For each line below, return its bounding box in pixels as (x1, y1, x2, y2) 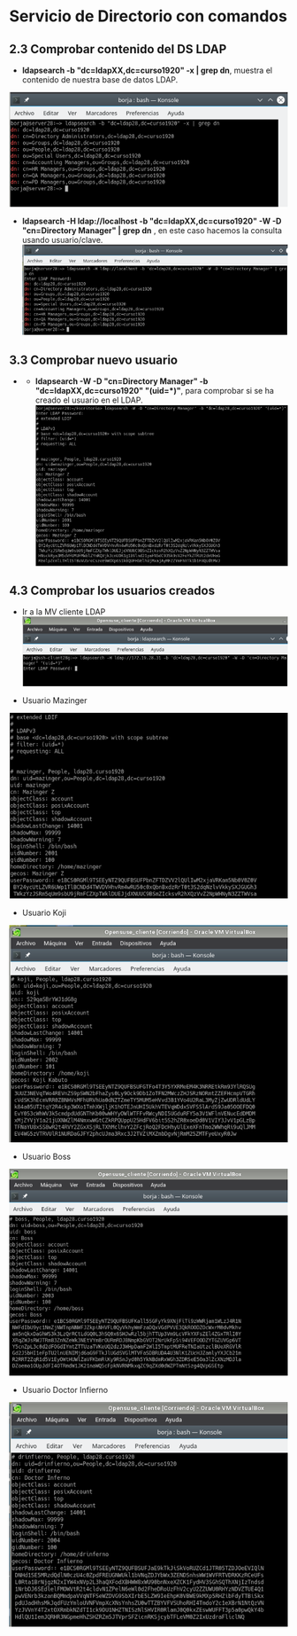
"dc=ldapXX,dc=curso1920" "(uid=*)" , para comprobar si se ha (34, 386, 274, 396)
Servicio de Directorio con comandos (9, 6, 287, 27)
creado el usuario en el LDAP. (34, 395, 143, 405)
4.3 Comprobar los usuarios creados (9, 583, 215, 598)
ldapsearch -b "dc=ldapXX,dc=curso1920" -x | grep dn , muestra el (21, 65, 272, 75)
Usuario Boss (21, 1151, 72, 1162)
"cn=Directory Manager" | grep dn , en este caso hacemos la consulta (21, 224, 283, 236)
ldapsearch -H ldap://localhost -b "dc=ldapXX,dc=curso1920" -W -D (21, 215, 282, 226)
